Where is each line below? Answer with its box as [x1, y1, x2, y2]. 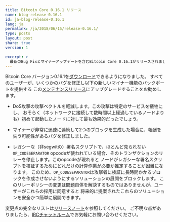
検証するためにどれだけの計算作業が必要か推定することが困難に [26, 163, 159, 169]
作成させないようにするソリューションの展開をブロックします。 [26, 175, 158, 181]
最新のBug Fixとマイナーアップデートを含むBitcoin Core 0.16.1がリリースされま [10, 59, 163, 64]
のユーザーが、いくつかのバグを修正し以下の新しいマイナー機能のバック [5, 80, 156, 86]
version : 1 [5, 45, 28, 50]
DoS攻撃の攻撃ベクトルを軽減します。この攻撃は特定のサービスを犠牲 [12, 103, 158, 109]
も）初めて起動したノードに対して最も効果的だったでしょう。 [12, 116, 141, 122]
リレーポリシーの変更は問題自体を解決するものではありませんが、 [17, 182, 155, 188]
